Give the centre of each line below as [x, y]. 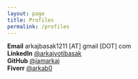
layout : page [26, 14]
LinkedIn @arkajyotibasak [44, 53]
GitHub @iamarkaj [34, 61]
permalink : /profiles [38, 26]
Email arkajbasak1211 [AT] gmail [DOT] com [69, 46]
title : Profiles [31, 20]
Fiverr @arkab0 [30, 68]
